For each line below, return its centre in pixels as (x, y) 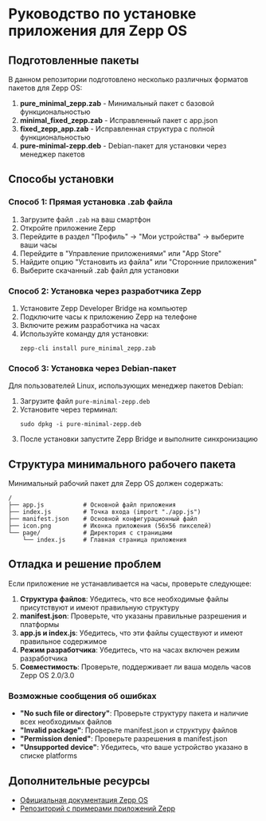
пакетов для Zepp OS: (45, 88)
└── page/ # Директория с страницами (90, 533)
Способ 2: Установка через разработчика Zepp (105, 290)
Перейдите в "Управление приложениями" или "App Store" (121, 253)
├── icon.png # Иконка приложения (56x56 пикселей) (110, 526)
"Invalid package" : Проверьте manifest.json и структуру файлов (128, 730)
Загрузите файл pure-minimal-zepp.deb (85, 401)
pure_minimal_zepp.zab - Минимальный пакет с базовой (117, 103)
